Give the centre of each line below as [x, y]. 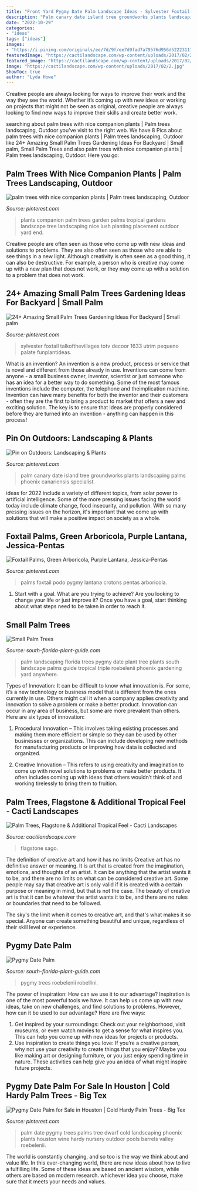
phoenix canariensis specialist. [58, 481]
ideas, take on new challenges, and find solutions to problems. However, [94, 1006]
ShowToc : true [23, 72]
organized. [28, 753]
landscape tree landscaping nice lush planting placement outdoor [99, 226]
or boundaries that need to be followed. [54, 903]
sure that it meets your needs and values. [56, 1181]
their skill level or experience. [42, 927]
